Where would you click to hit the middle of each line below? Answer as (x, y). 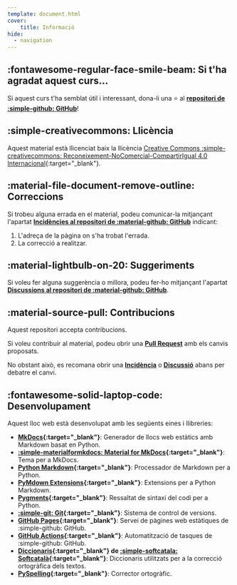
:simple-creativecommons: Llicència (90, 131)
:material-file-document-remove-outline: (101, 186)
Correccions (36, 197)
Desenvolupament (49, 406)
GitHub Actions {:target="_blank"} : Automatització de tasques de (115, 535)
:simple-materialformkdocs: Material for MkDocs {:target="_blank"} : (121, 452)
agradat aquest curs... (58, 80)
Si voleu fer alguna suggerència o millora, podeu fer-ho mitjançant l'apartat (117, 283)
